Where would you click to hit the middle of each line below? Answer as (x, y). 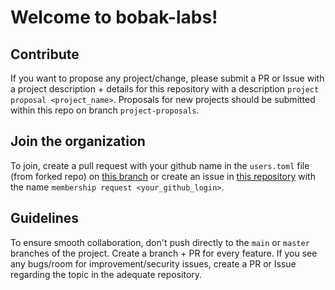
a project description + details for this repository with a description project (165, 89)
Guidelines (44, 218)
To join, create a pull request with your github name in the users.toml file (160, 165)
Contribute (45, 54)
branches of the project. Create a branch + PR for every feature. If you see (164, 253)
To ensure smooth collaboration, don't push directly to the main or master (160, 242)
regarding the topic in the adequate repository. (106, 274)
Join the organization (78, 141)
